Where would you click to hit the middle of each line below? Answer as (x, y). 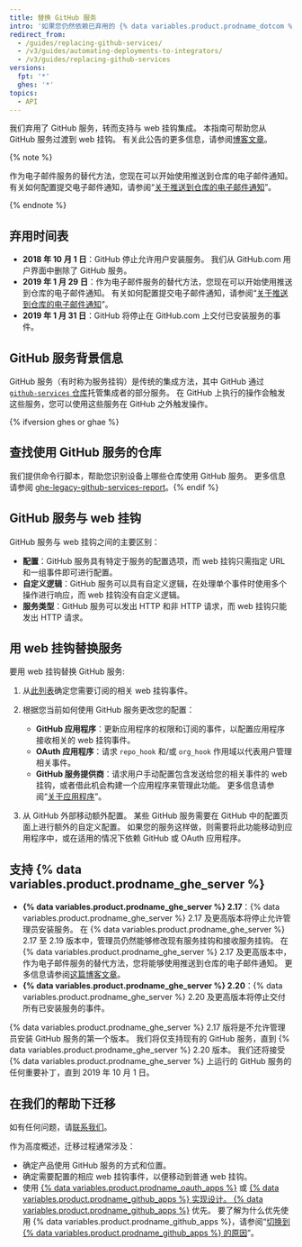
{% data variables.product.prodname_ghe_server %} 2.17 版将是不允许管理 (147, 1027)
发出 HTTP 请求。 (55, 617)
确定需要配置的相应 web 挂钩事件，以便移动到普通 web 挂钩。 (137, 1177)
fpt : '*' (34, 77)
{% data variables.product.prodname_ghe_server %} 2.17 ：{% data (151, 907)
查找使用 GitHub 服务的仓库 (85, 453)
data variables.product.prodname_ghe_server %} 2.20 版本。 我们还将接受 (147, 1050)
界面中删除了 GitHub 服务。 (81, 270)
